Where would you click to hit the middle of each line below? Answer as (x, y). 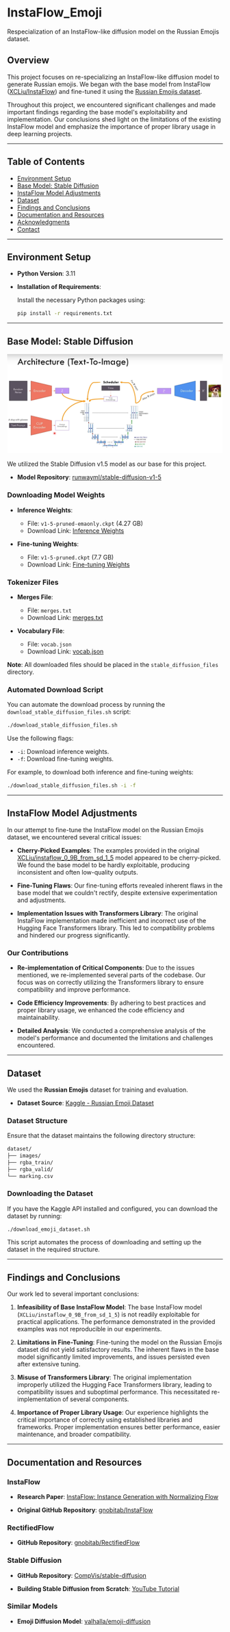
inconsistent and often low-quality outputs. (77, 872)
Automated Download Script (55, 690)
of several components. (96, 1399)
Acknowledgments (43, 222)
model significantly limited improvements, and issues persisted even (113, 1357)
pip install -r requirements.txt (65, 314)
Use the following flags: (40, 738)
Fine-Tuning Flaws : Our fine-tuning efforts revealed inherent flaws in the (120, 886)
